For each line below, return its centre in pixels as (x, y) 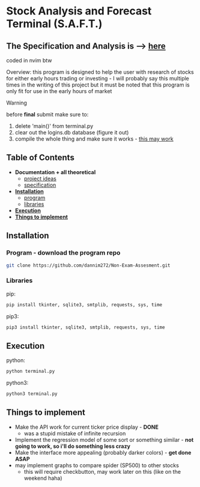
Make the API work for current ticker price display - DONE (87, 427)
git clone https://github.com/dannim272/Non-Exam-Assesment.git (88, 265)
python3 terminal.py (32, 394)
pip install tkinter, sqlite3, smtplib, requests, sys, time (84, 304)
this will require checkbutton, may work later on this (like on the (102, 471)
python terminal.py (31, 371)
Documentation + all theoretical (55, 172)
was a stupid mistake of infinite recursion (75, 433)
